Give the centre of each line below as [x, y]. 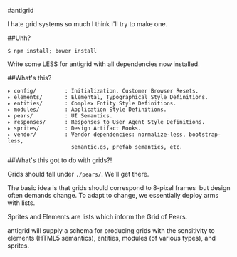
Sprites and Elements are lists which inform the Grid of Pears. [98, 217]
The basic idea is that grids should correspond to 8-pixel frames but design [119, 188]
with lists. [21, 203]
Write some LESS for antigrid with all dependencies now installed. [104, 64]
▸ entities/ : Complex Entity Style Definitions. [92, 103]
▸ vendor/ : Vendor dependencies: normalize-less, [97, 135]
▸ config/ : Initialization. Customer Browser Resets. [103, 91]
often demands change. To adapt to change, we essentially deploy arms [113, 195]
